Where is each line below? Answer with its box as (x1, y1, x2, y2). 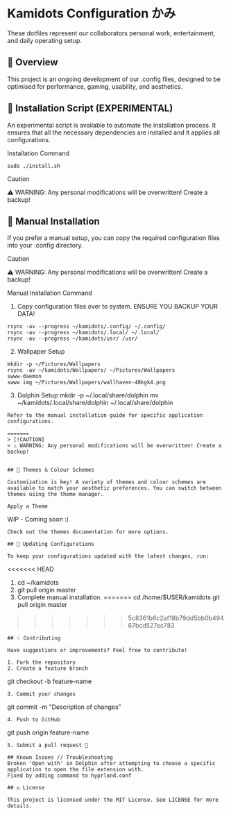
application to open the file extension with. (7, 766, 144, 773)
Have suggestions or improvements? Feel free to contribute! (7, 647, 188, 654)
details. (7, 803, 33, 809)
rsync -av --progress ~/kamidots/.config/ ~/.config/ (7, 323, 166, 330)
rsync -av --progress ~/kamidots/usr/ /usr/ (7, 335, 138, 343)
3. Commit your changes (7, 691, 76, 698)
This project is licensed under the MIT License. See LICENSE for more (7, 796, 219, 804)
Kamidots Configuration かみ (7, 6, 176, 22)
